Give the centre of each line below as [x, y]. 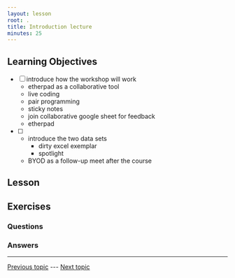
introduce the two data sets [67, 139]
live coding [44, 94]
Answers [23, 245]
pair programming [54, 101]
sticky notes [45, 109]
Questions [25, 226]
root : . [19, 20]
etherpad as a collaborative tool [73, 87]
